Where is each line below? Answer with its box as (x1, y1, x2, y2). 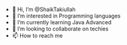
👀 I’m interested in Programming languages (12, 12, 121, 19)
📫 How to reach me (12, 32, 63, 39)
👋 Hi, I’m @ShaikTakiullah (12, 6, 76, 13)
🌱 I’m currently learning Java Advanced (12, 19, 112, 26)
